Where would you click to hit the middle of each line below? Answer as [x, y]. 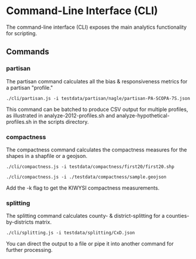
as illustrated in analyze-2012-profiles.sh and [61, 115]
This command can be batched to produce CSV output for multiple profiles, [97, 109]
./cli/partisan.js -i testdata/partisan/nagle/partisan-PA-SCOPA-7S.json [98, 98]
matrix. [43, 222]
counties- [178, 216]
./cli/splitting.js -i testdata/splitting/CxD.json [70, 233]
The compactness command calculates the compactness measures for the [97, 149]
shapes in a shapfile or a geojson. [47, 156]
